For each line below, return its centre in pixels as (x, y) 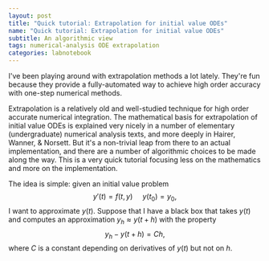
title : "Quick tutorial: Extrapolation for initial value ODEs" (118, 23)
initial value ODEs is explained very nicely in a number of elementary (122, 126)
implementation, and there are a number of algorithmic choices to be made (132, 151)
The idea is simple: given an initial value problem (89, 184)
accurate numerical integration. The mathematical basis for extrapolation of (133, 117)
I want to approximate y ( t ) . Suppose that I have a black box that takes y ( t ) (130, 210)
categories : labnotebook (50, 53)
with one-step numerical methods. (65, 93)
